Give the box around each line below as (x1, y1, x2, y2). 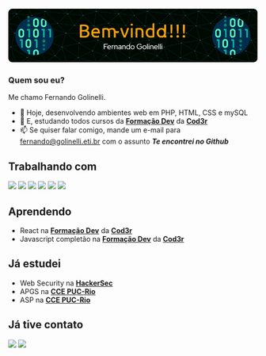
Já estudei (8, 257, 61, 270)
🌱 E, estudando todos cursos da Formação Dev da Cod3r (19, 117, 208, 126)
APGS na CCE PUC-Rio (19, 286, 97, 296)
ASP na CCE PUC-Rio (19, 295, 91, 304)
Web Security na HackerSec (19, 278, 113, 288)
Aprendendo (8, 205, 72, 218)
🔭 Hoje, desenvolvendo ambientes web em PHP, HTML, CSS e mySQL (19, 108, 249, 117)
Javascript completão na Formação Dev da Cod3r (19, 235, 184, 244)
